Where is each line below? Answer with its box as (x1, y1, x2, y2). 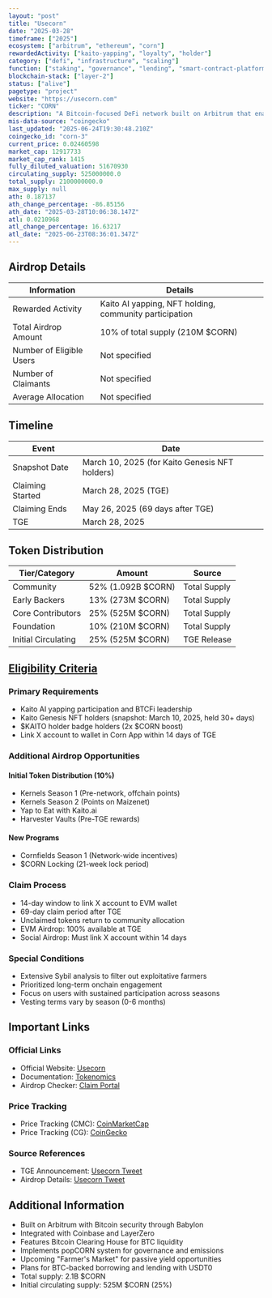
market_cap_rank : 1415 (8, 155, 85, 163)
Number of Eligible (12, 344, 83, 356)
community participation (100, 308, 193, 319)
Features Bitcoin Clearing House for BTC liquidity (19, 1237, 184, 1247)
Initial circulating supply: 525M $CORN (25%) (19, 1280, 172, 1290)
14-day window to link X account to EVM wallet (19, 898, 177, 907)
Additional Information (8, 1198, 125, 1212)
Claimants (12, 378, 51, 389)
